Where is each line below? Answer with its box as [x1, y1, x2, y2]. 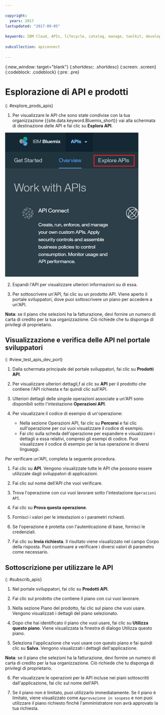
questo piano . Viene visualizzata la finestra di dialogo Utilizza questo [12, 625, 152, 631]
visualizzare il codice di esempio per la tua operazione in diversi [19, 441, 149, 447]
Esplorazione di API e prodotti [5, 86, 129, 97]
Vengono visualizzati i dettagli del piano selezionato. [12, 610, 118, 616]
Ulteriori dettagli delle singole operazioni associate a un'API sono [12, 396, 144, 402]
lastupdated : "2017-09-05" [5, 24, 60, 29]
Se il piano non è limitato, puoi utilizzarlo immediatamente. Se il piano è [12, 690, 156, 696]
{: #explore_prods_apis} [5, 103, 54, 109]
